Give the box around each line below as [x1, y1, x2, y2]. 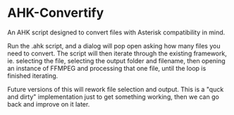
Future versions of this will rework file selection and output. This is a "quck [7, 85, 224, 93]
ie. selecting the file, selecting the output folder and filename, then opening [7, 56, 226, 65]
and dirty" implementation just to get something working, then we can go [7, 93, 220, 101]
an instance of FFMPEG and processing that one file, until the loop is [7, 64, 207, 72]
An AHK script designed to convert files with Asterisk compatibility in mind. [7, 28, 226, 36]
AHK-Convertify [7, 5, 104, 21]
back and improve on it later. [7, 100, 90, 108]
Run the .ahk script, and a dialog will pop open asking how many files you [7, 41, 221, 50]
